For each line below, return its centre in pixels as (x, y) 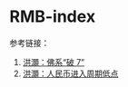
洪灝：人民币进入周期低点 (70, 73)
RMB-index (53, 17)
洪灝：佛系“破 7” (53, 62)
